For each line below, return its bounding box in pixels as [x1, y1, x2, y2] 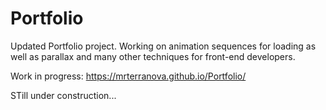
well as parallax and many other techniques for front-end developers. [10, 50, 296, 62]
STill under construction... [10, 89, 117, 101]
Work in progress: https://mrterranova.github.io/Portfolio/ [10, 70, 247, 82]
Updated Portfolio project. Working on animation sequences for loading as [10, 40, 317, 52]
